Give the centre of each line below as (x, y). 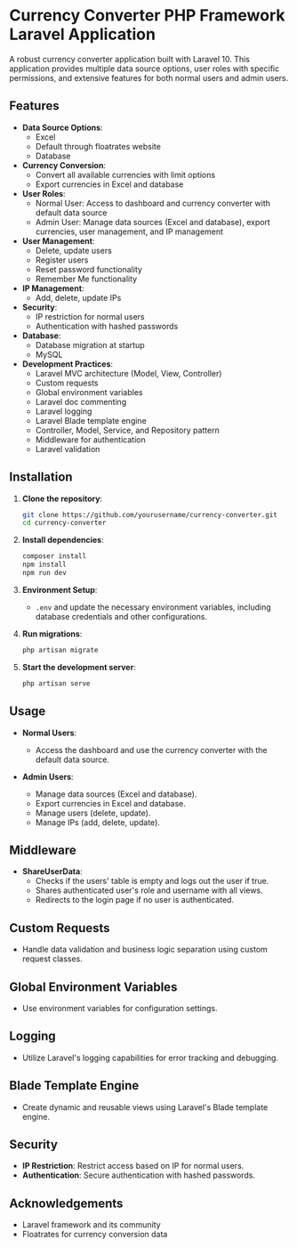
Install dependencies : (63, 540)
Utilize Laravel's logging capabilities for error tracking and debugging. (150, 1058)
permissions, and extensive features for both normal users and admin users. (149, 77)
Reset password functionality (88, 269)
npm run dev (44, 573)
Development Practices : (68, 364)
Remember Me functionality (86, 279)
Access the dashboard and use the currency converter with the (152, 750)
